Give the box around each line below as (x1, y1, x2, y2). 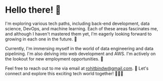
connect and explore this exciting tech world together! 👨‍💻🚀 (5, 70, 123, 76)
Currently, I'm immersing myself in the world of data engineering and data (5, 45, 154, 51)
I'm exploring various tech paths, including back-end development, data (5, 20, 150, 26)
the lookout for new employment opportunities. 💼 (5, 56, 103, 61)
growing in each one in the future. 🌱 (5, 36, 77, 42)
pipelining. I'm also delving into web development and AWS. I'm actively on (5, 51, 156, 57)
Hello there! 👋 (5, 4, 61, 16)
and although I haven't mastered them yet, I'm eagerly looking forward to (5, 31, 152, 37)
